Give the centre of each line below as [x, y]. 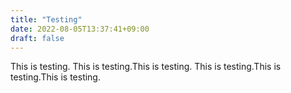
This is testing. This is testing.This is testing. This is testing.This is [146, 67]
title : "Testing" [46, 19]
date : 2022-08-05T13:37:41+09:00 [80, 29]
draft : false [37, 38]
